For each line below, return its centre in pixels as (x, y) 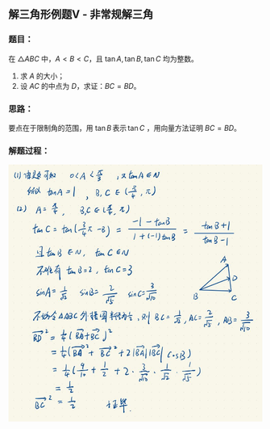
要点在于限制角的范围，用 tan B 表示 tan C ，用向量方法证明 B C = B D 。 (125, 128)
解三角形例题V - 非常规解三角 (81, 15)
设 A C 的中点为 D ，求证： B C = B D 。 (80, 86)
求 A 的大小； (42, 76)
